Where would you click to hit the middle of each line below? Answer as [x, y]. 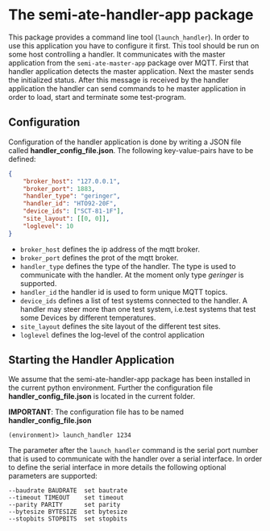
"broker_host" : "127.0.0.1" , [72, 181]
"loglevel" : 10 [48, 226]
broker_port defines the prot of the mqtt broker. [99, 257]
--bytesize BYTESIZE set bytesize [68, 512]
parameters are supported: [53, 476]
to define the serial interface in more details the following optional [117, 467]
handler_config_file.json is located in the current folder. [102, 396]
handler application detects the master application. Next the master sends [131, 71]
